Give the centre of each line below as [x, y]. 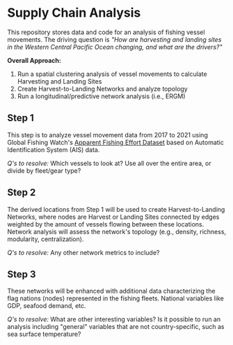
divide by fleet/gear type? [44, 170]
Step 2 [22, 193]
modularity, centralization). [46, 239]
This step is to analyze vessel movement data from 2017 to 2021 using [108, 135]
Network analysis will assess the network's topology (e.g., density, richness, [117, 231]
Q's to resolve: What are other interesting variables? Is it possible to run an [114, 319]
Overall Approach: [34, 60]
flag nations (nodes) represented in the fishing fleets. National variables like [115, 298]
